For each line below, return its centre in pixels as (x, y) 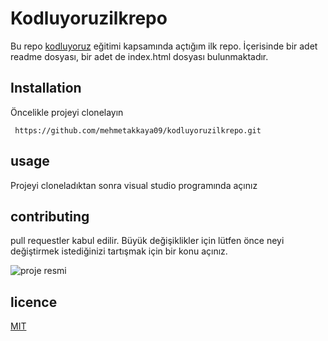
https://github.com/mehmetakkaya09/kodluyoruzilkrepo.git (138, 130)
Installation (46, 88)
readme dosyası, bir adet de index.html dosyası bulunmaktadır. (139, 56)
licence (34, 302)
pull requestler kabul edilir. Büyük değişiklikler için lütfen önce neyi (147, 241)
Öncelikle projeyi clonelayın (67, 112)
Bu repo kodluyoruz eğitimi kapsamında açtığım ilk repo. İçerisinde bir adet (164, 46)
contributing (50, 216)
